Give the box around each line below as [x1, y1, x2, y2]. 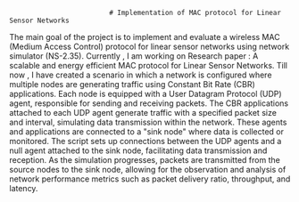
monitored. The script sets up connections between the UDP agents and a [9, 136, 282, 146]
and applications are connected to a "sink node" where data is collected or [9, 126, 284, 137]
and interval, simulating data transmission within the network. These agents [9, 117, 287, 127]
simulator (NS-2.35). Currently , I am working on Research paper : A [9, 51, 259, 61]
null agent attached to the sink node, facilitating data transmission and [9, 145, 268, 156]
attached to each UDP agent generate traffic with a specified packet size [9, 108, 277, 117]
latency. [9, 183, 38, 193]
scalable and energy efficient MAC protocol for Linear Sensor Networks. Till [9, 61, 288, 70]
